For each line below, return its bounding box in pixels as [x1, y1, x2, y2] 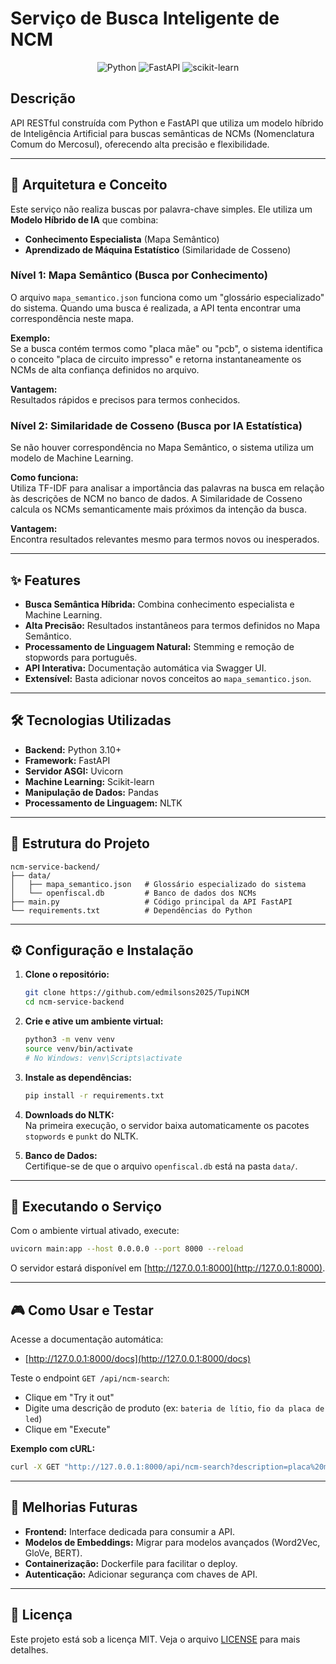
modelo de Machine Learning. [10, 452, 134, 464]
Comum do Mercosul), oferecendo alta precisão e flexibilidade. [10, 138, 270, 150]
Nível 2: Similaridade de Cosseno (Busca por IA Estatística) [10, 418, 303, 432]
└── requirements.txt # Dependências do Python [10, 905, 253, 916]
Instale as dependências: [24, 1071, 132, 1083]
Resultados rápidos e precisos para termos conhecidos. [10, 393, 241, 406]
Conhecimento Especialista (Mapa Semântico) [24, 233, 220, 245]
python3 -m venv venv [24, 1035, 116, 1045]
